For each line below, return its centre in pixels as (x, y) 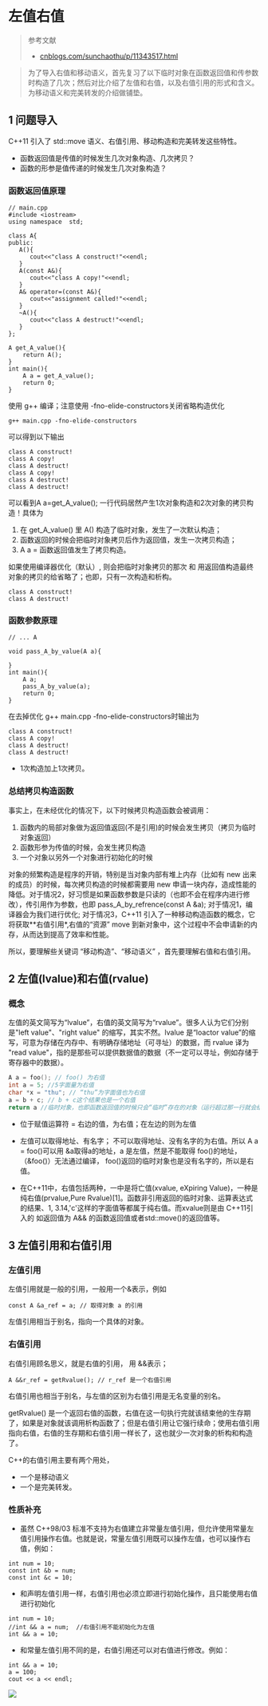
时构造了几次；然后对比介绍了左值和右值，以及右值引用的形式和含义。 (143, 82)
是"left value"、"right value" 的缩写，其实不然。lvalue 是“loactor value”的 (128, 1032)
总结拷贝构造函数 (41, 791)
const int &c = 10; (41, 1577)
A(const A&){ (40, 271)
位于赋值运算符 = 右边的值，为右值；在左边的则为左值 (108, 1123)
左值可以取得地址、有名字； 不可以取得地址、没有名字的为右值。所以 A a (139, 1140)
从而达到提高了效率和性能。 (67, 934)
